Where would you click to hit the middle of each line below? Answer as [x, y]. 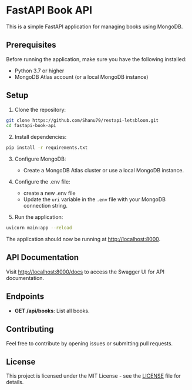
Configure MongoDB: [40, 159]
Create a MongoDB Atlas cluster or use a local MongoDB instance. [104, 171]
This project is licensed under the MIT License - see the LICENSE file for [93, 376]
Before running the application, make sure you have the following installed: [96, 59]
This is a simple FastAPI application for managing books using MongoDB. [95, 26]
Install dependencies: [41, 137]
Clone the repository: [40, 109]
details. [15, 382]
